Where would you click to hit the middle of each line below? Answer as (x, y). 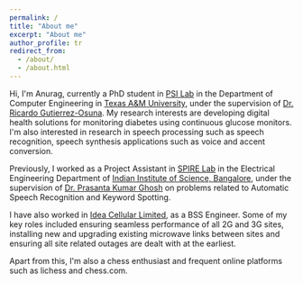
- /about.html (44, 68)
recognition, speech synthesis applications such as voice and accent (138, 141)
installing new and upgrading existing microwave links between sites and (145, 233)
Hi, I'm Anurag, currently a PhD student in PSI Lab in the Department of (141, 93)
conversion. (31, 151)
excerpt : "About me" (48, 34)
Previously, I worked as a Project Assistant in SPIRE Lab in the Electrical (142, 169)
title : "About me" (44, 26)
